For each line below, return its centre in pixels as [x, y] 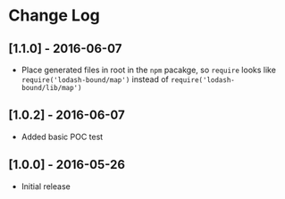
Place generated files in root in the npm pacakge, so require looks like [148, 70]
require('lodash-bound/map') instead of [95, 79]
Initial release [46, 186]
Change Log [54, 16]
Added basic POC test [62, 137]
